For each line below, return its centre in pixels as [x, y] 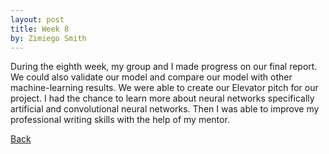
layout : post [37, 19]
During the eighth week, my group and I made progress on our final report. [164, 67]
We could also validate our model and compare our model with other [151, 77]
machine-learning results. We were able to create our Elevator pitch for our [164, 88]
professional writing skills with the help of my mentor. [120, 120]
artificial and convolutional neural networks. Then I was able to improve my [165, 109]
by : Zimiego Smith [48, 38]
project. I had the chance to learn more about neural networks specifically [162, 98]
